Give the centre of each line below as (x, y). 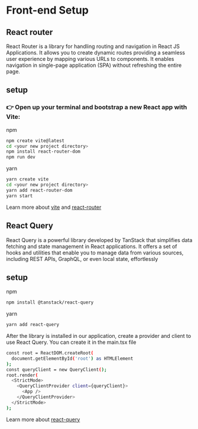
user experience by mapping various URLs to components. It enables (90, 59)
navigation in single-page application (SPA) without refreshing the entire (94, 65)
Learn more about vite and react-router (54, 207)
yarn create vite (27, 179)
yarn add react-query (33, 325)
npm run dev (21, 157)
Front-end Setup (47, 10)
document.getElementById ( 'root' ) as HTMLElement (72, 359)
